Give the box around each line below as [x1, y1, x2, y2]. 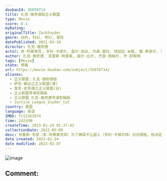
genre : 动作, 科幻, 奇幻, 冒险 [5, 35, 64, 40]
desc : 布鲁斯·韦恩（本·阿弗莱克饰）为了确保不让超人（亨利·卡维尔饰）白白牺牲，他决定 [5, 132, 163, 137]
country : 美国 [5, 104, 33, 109]
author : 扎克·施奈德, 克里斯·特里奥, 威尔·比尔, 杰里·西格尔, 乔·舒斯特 [5, 53, 141, 59]
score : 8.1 [5, 21, 28, 26]
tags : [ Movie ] [5, 58, 35, 63]
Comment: [5, 170, 39, 178]
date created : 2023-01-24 [5, 137, 59, 142]
